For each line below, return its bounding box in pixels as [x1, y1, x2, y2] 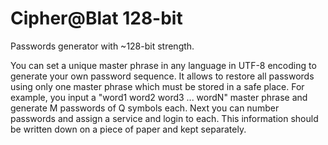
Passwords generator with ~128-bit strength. [10, 40, 195, 52]
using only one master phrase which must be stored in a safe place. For [10, 80, 305, 92]
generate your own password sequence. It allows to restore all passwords [10, 70, 315, 82]
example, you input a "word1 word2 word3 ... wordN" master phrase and [10, 91, 308, 103]
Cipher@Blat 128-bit [10, 7, 183, 30]
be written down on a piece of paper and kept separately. [10, 123, 247, 135]
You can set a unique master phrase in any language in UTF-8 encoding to [10, 59, 317, 71]
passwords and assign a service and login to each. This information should [10, 112, 319, 124]
